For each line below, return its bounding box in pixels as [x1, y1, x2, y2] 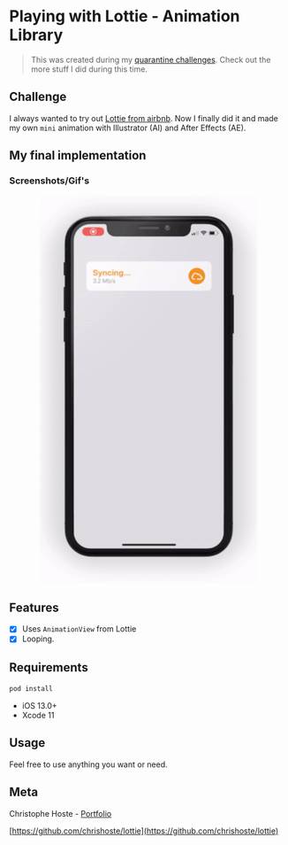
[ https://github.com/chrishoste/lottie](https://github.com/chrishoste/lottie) [9, 826, 279, 836]
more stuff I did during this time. [30, 64, 148, 74]
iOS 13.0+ [21, 701, 57, 711]
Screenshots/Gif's [9, 174, 90, 187]
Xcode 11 [21, 710, 55, 721]
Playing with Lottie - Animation [9, 6, 240, 27]
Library [9, 25, 64, 45]
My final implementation [9, 148, 147, 163]
